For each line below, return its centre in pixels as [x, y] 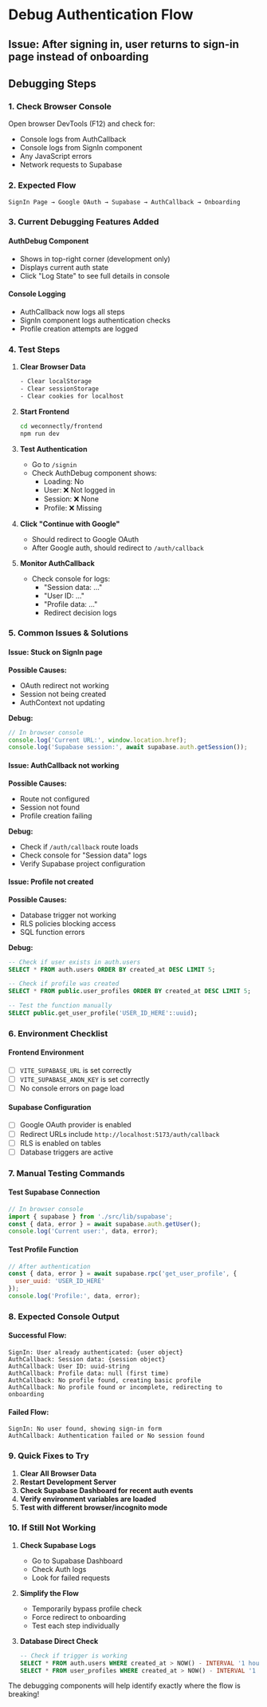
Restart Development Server [68, 1482]
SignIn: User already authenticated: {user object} [96, 1353]
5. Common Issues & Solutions [69, 633]
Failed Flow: [29, 1412]
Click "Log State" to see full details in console [94, 275]
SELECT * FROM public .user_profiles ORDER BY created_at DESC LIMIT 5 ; [130, 992]
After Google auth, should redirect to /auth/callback [118, 548]
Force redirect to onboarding [79, 1617]
